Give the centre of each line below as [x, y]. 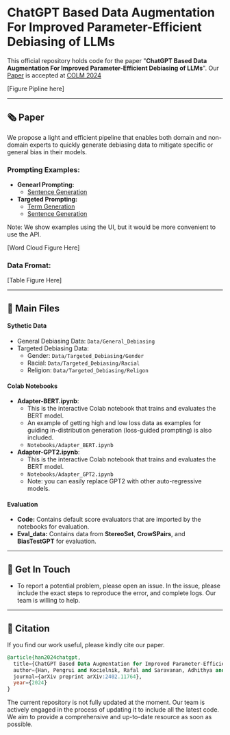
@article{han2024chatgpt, [44, 657]
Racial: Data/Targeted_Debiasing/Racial [84, 363]
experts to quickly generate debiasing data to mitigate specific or [122, 145]
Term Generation [51, 206]
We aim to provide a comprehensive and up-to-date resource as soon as [110, 717]
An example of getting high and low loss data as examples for [114, 423]
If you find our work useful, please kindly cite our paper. [86, 644]
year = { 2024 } [30, 683]
